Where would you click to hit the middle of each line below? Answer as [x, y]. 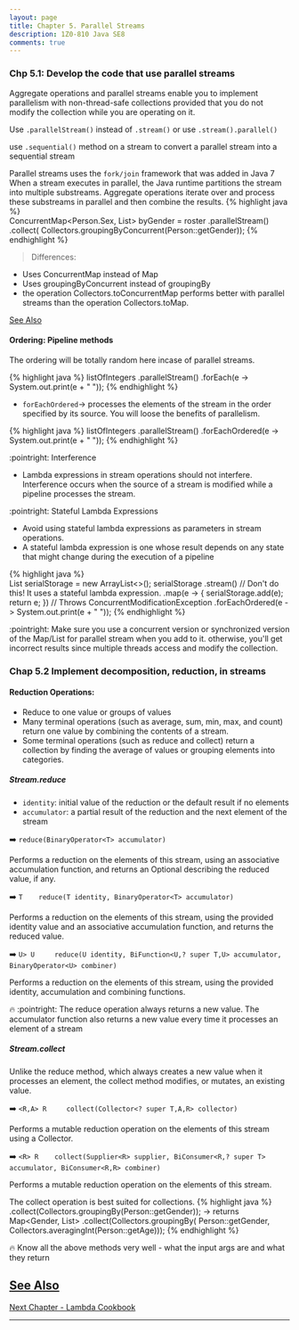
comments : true [37, 42]
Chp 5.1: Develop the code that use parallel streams [122, 74]
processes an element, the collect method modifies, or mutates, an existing [147, 1080]
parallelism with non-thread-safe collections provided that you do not [137, 103]
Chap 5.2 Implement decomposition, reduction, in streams [138, 671]
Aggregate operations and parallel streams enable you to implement [134, 93]
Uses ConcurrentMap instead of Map [90, 274]
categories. [43, 759]
